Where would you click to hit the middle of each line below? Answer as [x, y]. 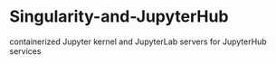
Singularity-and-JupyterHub [119, 17]
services [25, 50]
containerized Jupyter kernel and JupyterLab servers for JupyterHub [138, 41]
